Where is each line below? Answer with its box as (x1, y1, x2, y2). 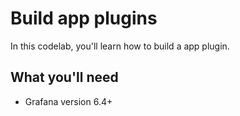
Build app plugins (10, 7, 158, 30)
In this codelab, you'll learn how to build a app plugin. (10, 40, 230, 52)
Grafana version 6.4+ (24, 95, 113, 107)
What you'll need (10, 69, 119, 86)
